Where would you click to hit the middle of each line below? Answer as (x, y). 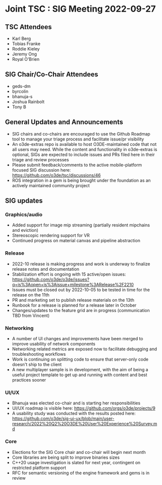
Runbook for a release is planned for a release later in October (74, 305)
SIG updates (24, 201)
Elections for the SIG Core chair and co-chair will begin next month (79, 452)
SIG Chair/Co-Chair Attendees (52, 75)
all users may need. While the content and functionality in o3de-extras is (85, 149)
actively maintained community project (51, 185)
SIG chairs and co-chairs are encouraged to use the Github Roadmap (81, 134)
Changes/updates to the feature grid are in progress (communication (81, 310)
